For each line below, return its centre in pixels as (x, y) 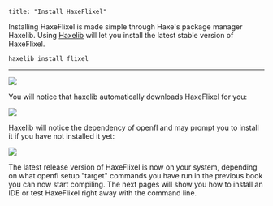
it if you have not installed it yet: (62, 136)
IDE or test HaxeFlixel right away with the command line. (103, 193)
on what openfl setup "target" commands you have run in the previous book (136, 176)
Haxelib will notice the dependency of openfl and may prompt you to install (134, 127)
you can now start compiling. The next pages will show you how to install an (136, 184)
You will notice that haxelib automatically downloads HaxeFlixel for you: (128, 97)
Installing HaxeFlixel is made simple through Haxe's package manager (126, 27)
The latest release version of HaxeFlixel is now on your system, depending (133, 167)
